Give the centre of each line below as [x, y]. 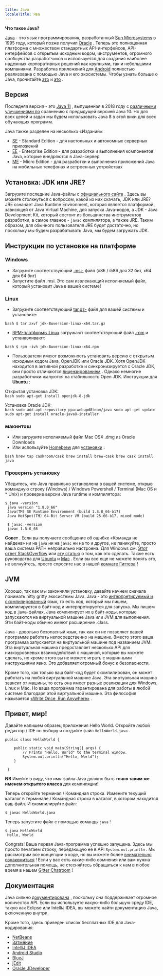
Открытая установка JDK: [32, 392]
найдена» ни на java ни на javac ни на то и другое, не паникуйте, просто [81, 543]
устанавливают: [29, 338]
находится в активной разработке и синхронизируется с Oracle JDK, [84, 366]
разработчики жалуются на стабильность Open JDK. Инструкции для [84, 377]
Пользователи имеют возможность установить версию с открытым [83, 356]
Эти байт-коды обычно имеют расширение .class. [57, 622]
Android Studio [27, 953]
